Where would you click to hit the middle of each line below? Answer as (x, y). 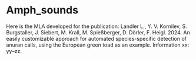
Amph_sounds (42, 10)
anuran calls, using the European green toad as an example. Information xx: (98, 45)
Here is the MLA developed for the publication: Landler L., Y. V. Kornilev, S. (97, 26)
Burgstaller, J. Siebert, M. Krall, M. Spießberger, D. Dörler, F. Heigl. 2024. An (98, 32)
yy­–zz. (14, 51)
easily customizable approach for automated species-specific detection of (97, 38)
